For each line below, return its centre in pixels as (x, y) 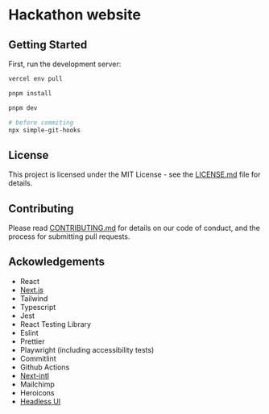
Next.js (32, 290)
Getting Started (48, 45)
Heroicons (37, 392)
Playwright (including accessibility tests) (87, 349)
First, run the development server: (65, 64)
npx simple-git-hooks (45, 130)
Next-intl (35, 375)
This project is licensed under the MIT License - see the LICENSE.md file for (134, 174)
